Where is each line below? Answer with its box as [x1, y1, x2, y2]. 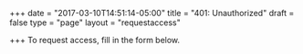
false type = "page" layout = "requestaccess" [9, 17, 181, 28]
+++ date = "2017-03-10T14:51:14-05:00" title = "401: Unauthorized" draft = [9, 8, 295, 18]
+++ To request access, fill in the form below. [9, 35, 181, 45]
